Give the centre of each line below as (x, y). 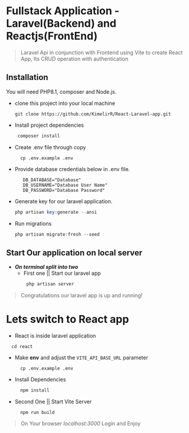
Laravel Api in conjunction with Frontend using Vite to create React (102, 52)
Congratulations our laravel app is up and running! (82, 296)
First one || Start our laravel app (62, 273)
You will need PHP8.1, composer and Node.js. (61, 92)
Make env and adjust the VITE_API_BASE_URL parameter (82, 357)
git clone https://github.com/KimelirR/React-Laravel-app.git (93, 114)
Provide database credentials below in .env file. (72, 169)
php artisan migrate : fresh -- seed (57, 234)
